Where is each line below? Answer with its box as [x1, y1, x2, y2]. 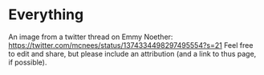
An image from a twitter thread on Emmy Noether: [8, 32, 173, 41]
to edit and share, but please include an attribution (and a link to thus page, [8, 49, 257, 58]
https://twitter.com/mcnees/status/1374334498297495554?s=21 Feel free [8, 40, 254, 49]
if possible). [8, 57, 47, 67]
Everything [8, 6, 84, 24]
